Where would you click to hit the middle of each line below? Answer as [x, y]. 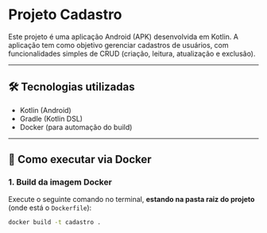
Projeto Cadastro [65, 15]
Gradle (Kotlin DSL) [51, 118]
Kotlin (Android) [45, 110]
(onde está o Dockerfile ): [50, 208]
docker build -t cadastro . [55, 223]
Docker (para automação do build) [76, 127]
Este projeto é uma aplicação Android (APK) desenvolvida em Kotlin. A [123, 37]
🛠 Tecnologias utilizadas [72, 87]
